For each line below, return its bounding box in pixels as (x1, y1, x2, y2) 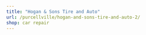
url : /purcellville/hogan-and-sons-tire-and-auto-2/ (6, 14, 141, 20)
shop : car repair (6, 20, 50, 26)
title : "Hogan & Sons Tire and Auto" (6, 8, 101, 15)
